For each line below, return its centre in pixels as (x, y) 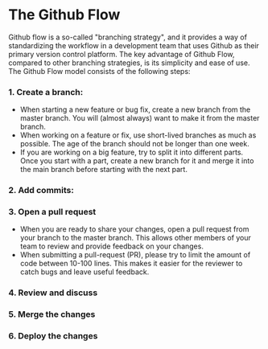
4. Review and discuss (53, 293)
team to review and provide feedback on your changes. (111, 246)
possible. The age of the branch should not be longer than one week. (134, 144)
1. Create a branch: (46, 92)
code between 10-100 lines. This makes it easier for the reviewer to (131, 264)
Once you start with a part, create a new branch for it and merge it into (137, 161)
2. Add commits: (41, 191)
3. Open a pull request (52, 212)
